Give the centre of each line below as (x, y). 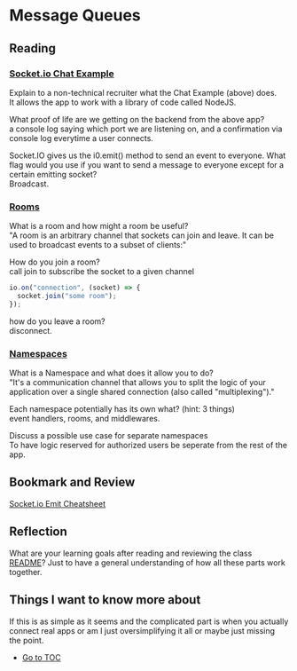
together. (26, 572)
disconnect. (31, 330)
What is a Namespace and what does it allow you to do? (112, 373)
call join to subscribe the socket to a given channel (102, 272)
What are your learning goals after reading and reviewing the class (131, 553)
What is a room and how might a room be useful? (99, 226)
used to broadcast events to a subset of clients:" (98, 245)
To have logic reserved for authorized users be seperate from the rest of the (148, 446)
